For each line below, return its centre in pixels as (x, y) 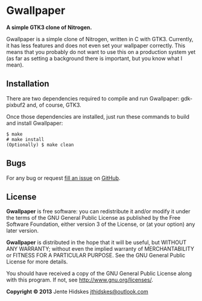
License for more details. (37, 262)
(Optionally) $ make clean (40, 145)
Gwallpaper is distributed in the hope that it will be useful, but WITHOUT (96, 242)
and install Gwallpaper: (35, 123)
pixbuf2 (16, 105)
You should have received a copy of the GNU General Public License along (99, 274)
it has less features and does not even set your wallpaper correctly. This (96, 45)
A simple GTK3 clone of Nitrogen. (49, 27)
